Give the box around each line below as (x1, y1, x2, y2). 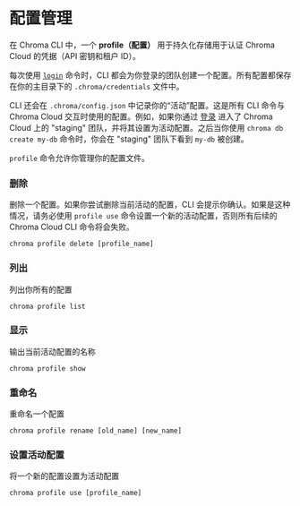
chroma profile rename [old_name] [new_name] (9, 426, 182, 435)
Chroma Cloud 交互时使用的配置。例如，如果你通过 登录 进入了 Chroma (9, 111, 273, 122)
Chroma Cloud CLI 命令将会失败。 (9, 221, 134, 233)
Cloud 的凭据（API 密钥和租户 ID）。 (9, 50, 141, 61)
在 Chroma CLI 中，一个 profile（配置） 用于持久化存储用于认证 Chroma (9, 39, 276, 50)
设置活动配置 (9, 449, 65, 461)
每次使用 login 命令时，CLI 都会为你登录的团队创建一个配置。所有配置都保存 (9, 69, 292, 81)
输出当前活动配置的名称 (9, 346, 96, 356)
